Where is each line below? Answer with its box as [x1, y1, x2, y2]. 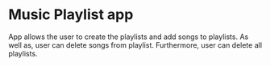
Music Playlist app [8, 6, 134, 24]
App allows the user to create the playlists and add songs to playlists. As [8, 32, 249, 41]
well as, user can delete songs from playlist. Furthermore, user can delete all [8, 40, 263, 49]
